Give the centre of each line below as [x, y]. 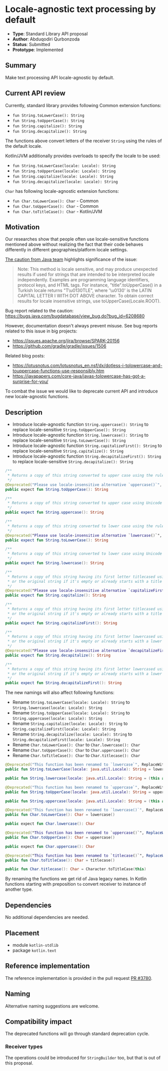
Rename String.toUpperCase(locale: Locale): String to [71, 713]
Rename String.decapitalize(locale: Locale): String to [72, 734]
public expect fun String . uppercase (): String [54, 512]
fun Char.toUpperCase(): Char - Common [55, 206]
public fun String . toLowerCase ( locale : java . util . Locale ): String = [78, 770]
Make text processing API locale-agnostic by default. [60, 77]
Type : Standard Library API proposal [50, 34]
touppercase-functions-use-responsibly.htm [58, 371]
